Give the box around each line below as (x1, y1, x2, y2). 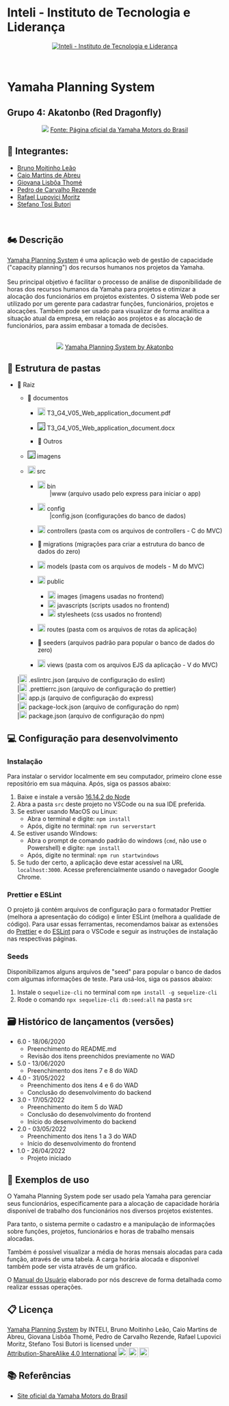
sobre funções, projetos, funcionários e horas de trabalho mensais (7, 1227, 195, 1235)
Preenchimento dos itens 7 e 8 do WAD (27, 1067, 138, 1075)
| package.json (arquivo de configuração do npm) (16, 712, 165, 720)
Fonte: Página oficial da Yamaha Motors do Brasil (50, 125, 189, 134)
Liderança (7, 19, 66, 35)
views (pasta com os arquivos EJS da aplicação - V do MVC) (46, 661, 218, 669)
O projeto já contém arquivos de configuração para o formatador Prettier (7, 906, 212, 914)
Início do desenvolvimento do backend (27, 1117, 137, 1126)
